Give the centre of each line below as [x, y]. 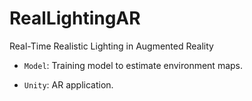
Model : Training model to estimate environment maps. [133, 65]
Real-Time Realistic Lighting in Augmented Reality [111, 46]
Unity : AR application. [68, 84]
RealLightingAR [75, 18]
